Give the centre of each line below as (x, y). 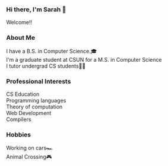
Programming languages (36, 100)
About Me (21, 38)
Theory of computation (34, 107)
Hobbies (19, 135)
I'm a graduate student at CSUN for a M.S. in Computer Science (84, 59)
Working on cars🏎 (30, 148)
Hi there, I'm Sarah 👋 (36, 9)
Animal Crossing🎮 (29, 157)
